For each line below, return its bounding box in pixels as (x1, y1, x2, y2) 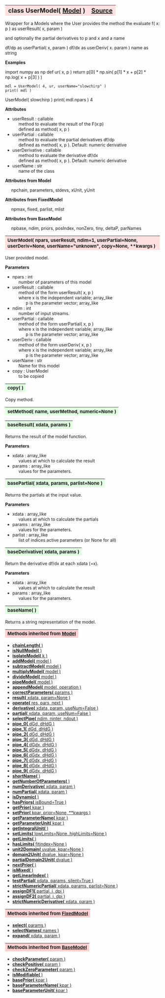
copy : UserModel (12, 368, 49, 374)
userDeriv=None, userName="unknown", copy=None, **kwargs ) (7, 243, 156, 249)
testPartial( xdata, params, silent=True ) (12, 878, 94, 883)
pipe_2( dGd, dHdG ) (12, 731, 55, 737)
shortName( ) (12, 773, 41, 779)
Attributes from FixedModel (5, 197, 63, 202)
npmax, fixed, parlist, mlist (11, 206, 65, 212)
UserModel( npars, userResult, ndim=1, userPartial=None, (7, 237, 138, 243)
